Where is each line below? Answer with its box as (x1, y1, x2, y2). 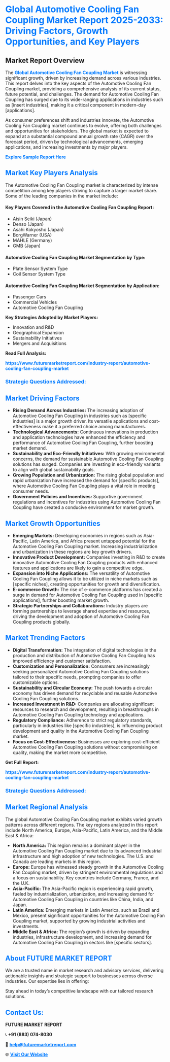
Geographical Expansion (12, 330, 64, 336)
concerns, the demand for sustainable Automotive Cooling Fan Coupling (12, 456, 164, 462)
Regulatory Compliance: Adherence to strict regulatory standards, (12, 717, 153, 723)
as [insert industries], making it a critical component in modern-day (5, 102, 146, 108)
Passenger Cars (12, 294, 47, 300)
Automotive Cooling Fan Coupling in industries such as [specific (12, 413, 147, 419)
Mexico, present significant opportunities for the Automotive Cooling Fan (12, 912, 165, 918)
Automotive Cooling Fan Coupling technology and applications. (12, 711, 145, 717)
